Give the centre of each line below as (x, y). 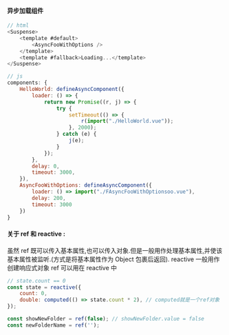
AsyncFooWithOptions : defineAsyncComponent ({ (86, 185)
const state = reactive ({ (44, 287)
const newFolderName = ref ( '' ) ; (53, 325)
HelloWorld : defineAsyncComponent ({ (72, 90)
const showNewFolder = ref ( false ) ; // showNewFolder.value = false (106, 319)
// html (18, 26)
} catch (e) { (76, 134)
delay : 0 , (46, 166)
